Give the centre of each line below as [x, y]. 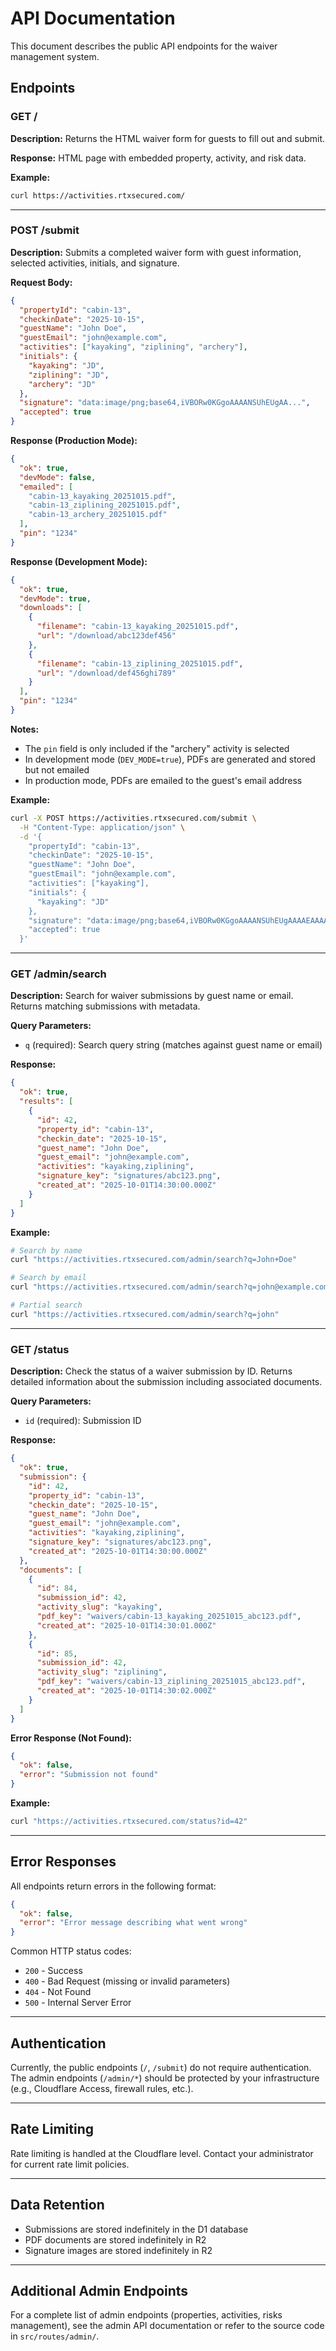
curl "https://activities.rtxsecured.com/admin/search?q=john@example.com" [171, 1287]
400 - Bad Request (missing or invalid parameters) [127, 1981]
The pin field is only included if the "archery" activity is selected [157, 748]
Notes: [25, 729]
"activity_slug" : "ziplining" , [102, 1672]
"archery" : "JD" [62, 384]
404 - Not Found [58, 1992]
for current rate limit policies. [70, 2164]
